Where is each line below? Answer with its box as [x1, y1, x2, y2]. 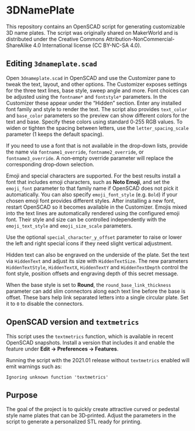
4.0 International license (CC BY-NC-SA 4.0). [33, 42, 142, 49]
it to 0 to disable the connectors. [6, 300, 84, 307]
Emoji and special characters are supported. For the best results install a [6, 172, 180, 179]
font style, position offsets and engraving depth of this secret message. [6, 270, 179, 277]
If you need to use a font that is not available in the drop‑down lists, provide [6, 142, 188, 149]
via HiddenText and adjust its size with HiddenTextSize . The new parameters [6, 257, 189, 265]
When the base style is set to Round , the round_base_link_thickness [6, 281, 172, 288]
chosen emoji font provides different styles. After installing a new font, [6, 197, 176, 204]
